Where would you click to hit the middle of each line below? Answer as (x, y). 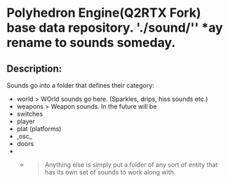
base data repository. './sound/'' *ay (115, 28)
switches (30, 114)
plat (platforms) (39, 129)
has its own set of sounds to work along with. (110, 172)
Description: (34, 68)
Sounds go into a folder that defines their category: (81, 85)
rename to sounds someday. (91, 43)
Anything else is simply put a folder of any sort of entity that (131, 165)
